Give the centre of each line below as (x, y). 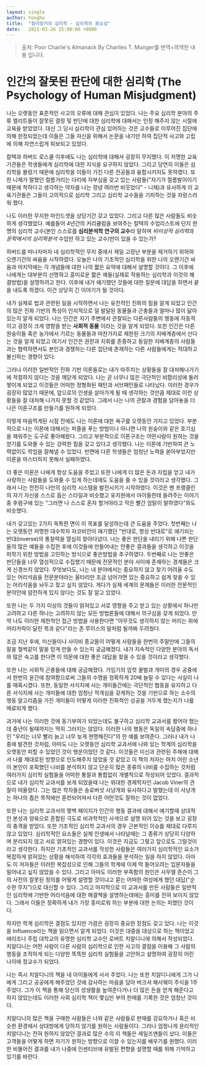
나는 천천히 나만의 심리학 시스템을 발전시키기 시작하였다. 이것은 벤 (96, 488)
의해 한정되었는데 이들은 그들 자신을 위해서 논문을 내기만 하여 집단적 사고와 (95, 136)
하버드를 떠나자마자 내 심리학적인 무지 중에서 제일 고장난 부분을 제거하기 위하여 (100, 252)
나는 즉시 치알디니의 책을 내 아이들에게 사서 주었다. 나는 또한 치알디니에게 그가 (99, 975)
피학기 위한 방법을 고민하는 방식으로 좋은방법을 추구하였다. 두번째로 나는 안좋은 (100, 554)
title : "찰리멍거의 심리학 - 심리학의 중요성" (58, 23)
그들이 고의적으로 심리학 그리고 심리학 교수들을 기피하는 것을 (104, 195)
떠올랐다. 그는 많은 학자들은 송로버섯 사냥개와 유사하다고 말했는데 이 (98, 790)
